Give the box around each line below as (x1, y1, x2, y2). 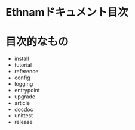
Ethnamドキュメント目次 (5, 5, 129, 19)
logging (14, 81, 33, 88)
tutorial (14, 61, 32, 69)
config (14, 74, 30, 81)
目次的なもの (5, 35, 69, 48)
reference (14, 68, 39, 75)
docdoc (14, 106, 33, 113)
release (14, 119, 33, 126)
